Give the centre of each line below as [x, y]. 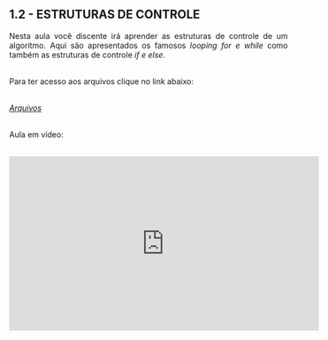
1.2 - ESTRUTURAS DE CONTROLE [105, 15]
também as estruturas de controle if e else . [88, 54]
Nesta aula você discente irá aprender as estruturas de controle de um [149, 35]
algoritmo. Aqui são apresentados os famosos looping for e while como [149, 45]
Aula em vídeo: [36, 134]
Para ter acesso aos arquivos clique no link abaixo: [102, 81]
